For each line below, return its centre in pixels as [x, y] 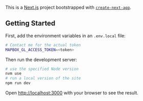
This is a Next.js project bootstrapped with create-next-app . [68, 7]
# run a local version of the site [43, 79]
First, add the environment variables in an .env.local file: [66, 36]
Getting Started [30, 23]
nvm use [14, 73]
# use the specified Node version [42, 69]
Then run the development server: [41, 59]
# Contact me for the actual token [43, 45]
